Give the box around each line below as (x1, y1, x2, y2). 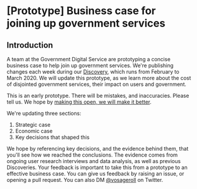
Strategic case (15, 121, 51, 128)
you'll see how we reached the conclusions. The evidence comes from (6, 151, 178, 158)
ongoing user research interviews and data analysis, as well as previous (6, 158, 181, 164)
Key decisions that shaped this (15, 134, 90, 141)
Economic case (15, 128, 53, 134)
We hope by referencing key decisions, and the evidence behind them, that (6, 145, 189, 152)
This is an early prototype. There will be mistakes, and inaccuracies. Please (6, 92, 189, 99)
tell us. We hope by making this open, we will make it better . (6, 98, 152, 105)
